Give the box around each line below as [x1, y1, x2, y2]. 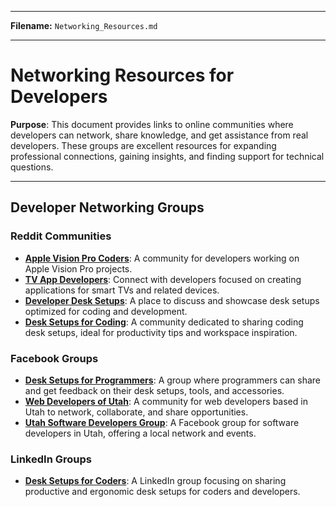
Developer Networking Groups [10, 199, 205, 216]
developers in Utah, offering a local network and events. [24, 427, 257, 439]
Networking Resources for [10, 64, 235, 87]
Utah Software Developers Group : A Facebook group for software [24, 416, 300, 428]
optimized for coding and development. [24, 305, 188, 317]
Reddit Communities [10, 229, 112, 243]
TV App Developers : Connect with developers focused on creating [24, 273, 302, 285]
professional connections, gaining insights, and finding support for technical [10, 150, 325, 162]
